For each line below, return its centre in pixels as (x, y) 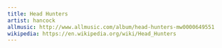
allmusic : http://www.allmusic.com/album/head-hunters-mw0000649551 (111, 27)
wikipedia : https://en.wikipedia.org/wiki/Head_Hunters (92, 34)
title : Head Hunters (38, 14)
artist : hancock (31, 20)
